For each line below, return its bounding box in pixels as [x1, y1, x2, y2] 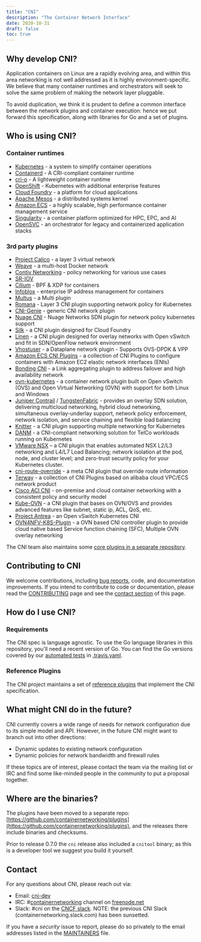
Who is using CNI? [6, 131, 77, 141]
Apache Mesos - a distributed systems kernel [14, 194, 128, 202]
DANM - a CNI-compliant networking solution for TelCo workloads [14, 429, 179, 436]
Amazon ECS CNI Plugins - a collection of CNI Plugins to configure [14, 351, 181, 359]
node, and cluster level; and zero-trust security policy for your [14, 454, 169, 462]
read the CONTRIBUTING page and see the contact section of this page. [6, 589, 186, 597]
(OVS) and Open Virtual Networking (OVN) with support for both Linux [14, 384, 190, 391]
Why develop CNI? [6, 54, 78, 64]
